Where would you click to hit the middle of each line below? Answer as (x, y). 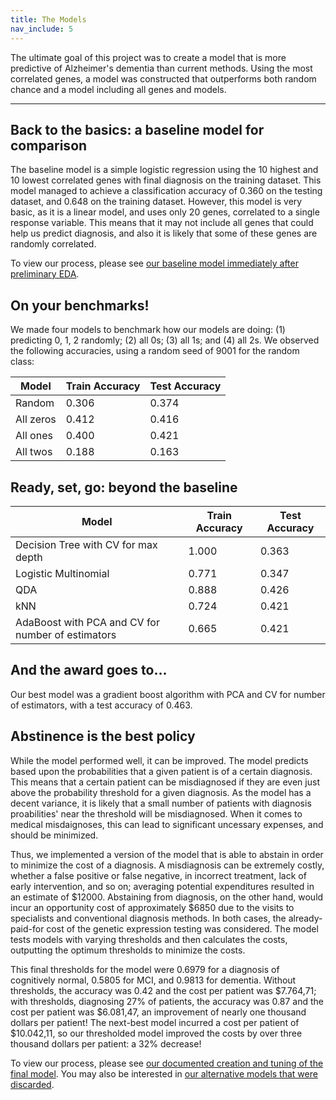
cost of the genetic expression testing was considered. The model (182, 928)
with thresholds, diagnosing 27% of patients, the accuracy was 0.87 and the (167, 1001)
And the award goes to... (89, 670)
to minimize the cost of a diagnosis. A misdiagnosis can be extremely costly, (167, 865)
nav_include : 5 (42, 29)
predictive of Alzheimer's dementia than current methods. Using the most (161, 68)
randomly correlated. (53, 244)
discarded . (32, 1084)
